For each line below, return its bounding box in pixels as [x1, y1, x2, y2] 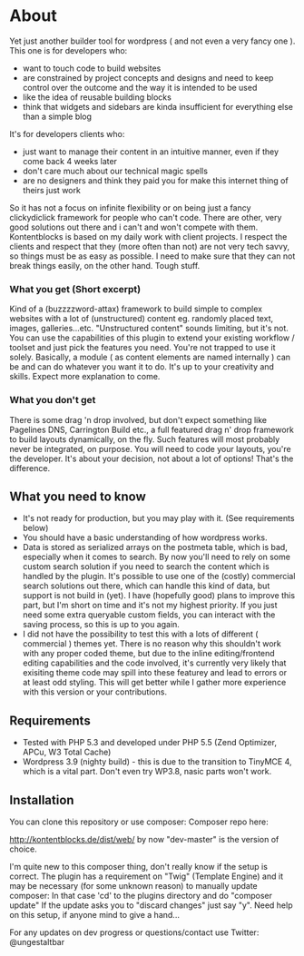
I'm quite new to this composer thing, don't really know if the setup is [9, 861, 268, 872]
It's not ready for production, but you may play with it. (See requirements [22, 513, 295, 524]
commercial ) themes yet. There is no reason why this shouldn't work [22, 638, 281, 649]
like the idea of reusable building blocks [22, 92, 172, 103]
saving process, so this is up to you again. [22, 619, 180, 630]
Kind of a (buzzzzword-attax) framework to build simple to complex [9, 303, 263, 314]
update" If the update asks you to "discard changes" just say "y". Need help [9, 900, 293, 911]
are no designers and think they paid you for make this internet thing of [22, 174, 289, 186]
